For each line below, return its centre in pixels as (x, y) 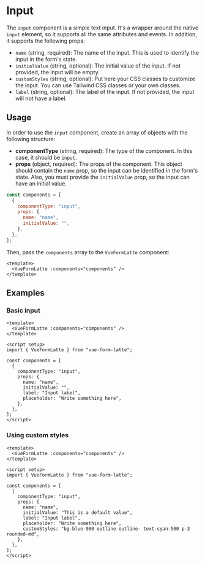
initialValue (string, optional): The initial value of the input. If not (98, 66)
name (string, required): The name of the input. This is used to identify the (107, 52)
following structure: (31, 139)
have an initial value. (41, 183)
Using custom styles (38, 435)
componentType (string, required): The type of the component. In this (104, 150)
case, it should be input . (46, 157)
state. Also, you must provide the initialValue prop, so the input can (102, 177)
